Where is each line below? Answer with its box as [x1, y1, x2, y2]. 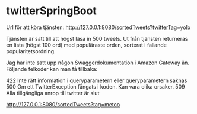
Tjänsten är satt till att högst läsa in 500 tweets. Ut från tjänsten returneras [6, 35, 188, 42]
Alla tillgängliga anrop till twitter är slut [6, 89, 100, 96]
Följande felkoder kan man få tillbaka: [6, 65, 98, 72]
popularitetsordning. [6, 47, 56, 54]
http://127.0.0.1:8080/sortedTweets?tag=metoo [6, 100, 120, 108]
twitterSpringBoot [6, 4, 97, 18]
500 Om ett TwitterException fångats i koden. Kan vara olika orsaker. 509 [6, 83, 185, 90]
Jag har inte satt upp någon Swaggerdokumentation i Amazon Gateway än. [6, 59, 190, 66]
